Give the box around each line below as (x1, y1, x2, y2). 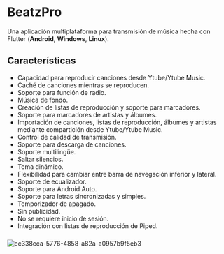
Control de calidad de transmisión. (17, 133, 117, 141)
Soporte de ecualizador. (17, 177, 87, 186)
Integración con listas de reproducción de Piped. (17, 221, 158, 230)
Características (7, 55, 76, 67)
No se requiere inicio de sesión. (17, 214, 109, 223)
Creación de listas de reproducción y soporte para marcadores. (17, 103, 201, 112)
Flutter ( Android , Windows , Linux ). (7, 34, 110, 43)
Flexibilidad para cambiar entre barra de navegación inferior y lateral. (17, 170, 217, 178)
